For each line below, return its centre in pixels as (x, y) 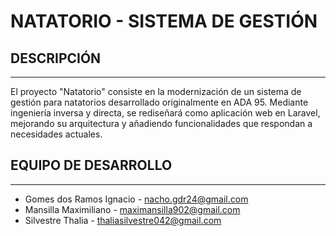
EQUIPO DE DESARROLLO (91, 165)
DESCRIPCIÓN (56, 58)
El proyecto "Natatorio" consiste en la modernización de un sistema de (156, 91)
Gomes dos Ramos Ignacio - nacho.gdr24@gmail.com (136, 199)
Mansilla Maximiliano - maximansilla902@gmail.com (132, 209)
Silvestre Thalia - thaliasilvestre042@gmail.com (123, 220)
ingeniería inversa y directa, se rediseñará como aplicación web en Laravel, (165, 113)
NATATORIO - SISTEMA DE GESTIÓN (164, 21)
